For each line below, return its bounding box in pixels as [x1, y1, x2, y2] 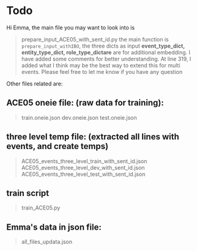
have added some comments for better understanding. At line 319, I [21, 55, 191, 62]
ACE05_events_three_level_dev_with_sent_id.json [21, 164, 145, 171]
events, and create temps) [6, 141, 109, 151]
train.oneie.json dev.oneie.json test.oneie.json [21, 114, 138, 121]
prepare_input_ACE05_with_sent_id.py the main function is [21, 35, 169, 43]
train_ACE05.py [21, 204, 61, 211]
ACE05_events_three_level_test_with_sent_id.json [21, 170, 146, 178]
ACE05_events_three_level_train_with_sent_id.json [21, 157, 147, 165]
